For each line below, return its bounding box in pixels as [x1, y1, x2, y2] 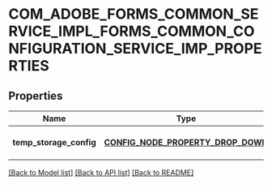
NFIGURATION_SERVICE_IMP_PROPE [8, 40, 262, 58]
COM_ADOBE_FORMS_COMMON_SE [8, 5, 259, 24]
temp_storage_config [12, 137, 96, 148]
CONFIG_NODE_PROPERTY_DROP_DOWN [104, 137, 269, 148]
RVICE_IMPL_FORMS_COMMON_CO [8, 22, 255, 41]
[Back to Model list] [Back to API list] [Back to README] [8, 168, 194, 177]
